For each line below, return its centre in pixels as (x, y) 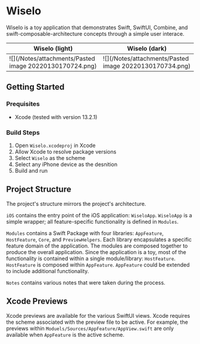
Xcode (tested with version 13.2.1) (56, 117)
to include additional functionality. (48, 271)
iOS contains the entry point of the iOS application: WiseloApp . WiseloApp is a (99, 215)
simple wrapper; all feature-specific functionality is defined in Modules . (92, 221)
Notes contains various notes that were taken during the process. (86, 282)
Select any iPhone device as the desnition (66, 164)
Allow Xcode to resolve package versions (65, 151)
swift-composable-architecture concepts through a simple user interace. (95, 33)
